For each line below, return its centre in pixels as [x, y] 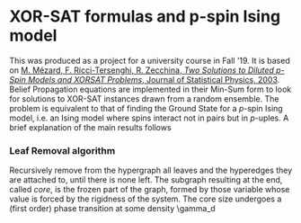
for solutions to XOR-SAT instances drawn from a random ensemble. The [144, 98]
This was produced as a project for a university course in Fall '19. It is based [150, 60]
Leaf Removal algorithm [62, 150]
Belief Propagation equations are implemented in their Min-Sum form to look [150, 89]
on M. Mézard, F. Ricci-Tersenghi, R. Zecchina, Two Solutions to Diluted [142, 70]
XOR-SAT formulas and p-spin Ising [145, 17]
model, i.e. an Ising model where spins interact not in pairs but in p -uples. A [149, 118]
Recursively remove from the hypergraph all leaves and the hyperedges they [151, 170]
